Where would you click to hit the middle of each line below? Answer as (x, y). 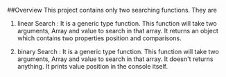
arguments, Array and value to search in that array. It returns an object (118, 31)
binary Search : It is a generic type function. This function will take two (118, 52)
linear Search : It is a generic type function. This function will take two (117, 23)
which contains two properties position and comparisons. (99, 38)
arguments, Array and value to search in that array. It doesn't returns (115, 59)
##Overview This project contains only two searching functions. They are (112, 10)
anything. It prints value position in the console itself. (93, 66)
